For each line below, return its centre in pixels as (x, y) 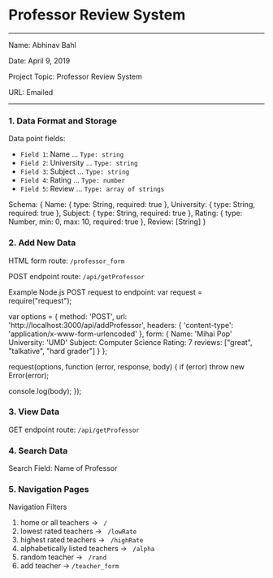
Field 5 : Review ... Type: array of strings (92, 189)
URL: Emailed (31, 92)
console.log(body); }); (45, 390)
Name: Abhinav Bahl (43, 45)
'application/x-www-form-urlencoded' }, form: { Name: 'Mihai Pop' (121, 334)
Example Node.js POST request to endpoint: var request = (106, 292)
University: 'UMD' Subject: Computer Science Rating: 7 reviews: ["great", (131, 342)
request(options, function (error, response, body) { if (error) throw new (127, 366)
